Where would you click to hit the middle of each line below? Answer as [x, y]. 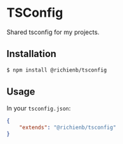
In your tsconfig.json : [39, 109]
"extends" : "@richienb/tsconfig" [68, 128]
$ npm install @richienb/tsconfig [57, 70]
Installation [31, 54]
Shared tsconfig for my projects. [53, 32]
